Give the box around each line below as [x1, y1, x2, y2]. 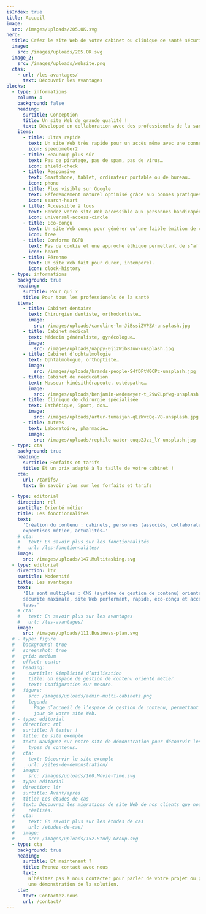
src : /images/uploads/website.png [17, 60, 105, 66]
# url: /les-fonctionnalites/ [17, 545, 100, 551]
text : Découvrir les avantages [22, 77, 103, 83]
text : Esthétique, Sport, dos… [28, 402, 109, 409]
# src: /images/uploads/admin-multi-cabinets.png [12, 693, 152, 699]
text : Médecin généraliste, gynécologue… [28, 334, 136, 340]
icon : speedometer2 [28, 145, 78, 152]
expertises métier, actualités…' [22, 528, 109, 534]
